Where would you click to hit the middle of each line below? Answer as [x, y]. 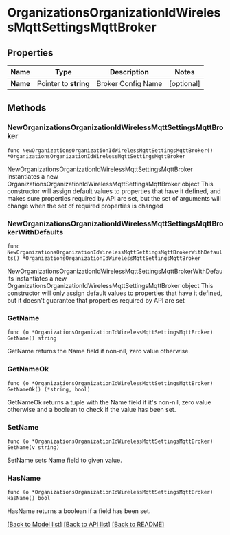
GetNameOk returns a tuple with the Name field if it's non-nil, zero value [109, 402]
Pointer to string [64, 84]
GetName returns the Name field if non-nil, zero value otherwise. [99, 351]
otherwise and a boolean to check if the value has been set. [92, 409]
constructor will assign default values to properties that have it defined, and [114, 191]
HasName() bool [29, 499]
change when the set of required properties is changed [85, 206]
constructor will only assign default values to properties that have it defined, [115, 293]
